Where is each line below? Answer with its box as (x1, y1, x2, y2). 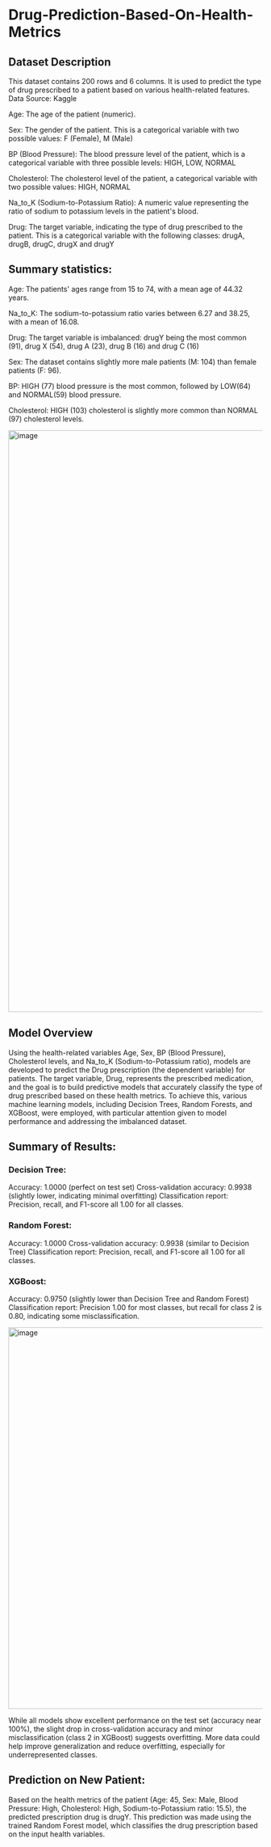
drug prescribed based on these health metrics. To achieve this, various (8, 1090, 248, 1101)
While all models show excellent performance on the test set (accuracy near (8, 1715, 262, 1725)
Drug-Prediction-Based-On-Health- (8, 6, 254, 24)
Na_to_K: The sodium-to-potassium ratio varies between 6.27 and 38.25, (8, 308, 250, 318)
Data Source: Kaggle (8, 94, 77, 103)
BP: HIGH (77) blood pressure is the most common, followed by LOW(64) (8, 381, 252, 391)
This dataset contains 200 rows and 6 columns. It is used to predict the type (8, 77, 262, 86)
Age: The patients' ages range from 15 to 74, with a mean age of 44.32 (8, 284, 244, 294)
